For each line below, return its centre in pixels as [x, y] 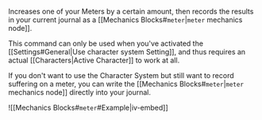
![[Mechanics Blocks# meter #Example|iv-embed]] [88, 107]
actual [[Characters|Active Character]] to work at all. [94, 60]
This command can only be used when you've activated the [106, 43]
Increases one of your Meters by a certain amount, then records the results [131, 11]
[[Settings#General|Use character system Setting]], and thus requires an [127, 52]
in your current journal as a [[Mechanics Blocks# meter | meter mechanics [125, 20]
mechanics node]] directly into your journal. [79, 92]
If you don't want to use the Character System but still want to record [121, 75]
